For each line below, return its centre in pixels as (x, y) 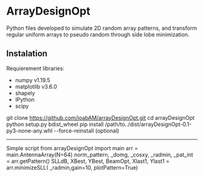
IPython (25, 99)
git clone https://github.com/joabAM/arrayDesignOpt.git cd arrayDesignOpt (100, 117)
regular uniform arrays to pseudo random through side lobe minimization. (98, 34)
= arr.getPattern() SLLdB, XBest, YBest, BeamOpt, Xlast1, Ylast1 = (88, 161)
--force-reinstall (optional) (87, 130)
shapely (25, 93)
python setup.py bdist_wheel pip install (55, 124)
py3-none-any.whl (29, 130)
